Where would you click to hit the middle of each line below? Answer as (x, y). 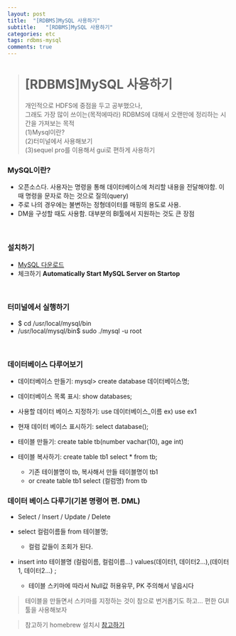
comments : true (30, 47)
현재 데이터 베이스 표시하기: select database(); (83, 427)
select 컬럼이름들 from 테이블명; (63, 531)
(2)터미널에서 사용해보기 (59, 141)
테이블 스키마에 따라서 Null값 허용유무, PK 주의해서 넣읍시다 (111, 586)
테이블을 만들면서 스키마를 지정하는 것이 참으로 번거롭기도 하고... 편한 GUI (127, 601)
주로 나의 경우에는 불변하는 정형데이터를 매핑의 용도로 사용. (99, 205)
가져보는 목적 (56, 123)
